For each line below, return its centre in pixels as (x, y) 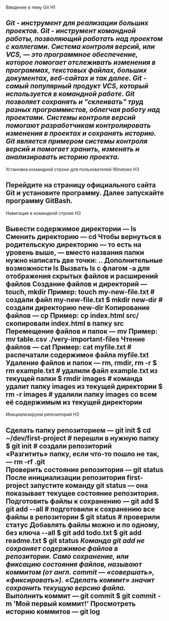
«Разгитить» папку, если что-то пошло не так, (82, 454)
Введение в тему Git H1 (31, 7)
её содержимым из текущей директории (74, 402)
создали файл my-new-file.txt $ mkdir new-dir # (84, 300)
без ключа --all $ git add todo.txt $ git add (74, 532)
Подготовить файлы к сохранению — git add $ (82, 501)
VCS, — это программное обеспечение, (72, 55)
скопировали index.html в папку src (65, 324)
